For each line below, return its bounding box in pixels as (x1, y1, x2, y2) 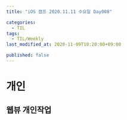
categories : (6, 19, 36, 26)
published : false (6, 52, 49, 58)
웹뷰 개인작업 (6, 105, 52, 115)
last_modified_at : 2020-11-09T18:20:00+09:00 (6, 42, 121, 48)
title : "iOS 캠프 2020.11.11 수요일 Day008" (6, 8, 112, 15)
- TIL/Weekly (11, 36, 44, 42)
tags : (6, 30, 20, 36)
